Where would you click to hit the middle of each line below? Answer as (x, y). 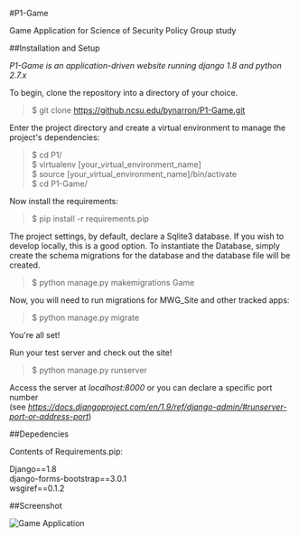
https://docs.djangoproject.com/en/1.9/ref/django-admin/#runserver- (157, 407)
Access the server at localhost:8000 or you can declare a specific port (141, 387)
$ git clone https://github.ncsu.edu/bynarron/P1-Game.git (138, 110)
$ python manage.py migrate (85, 317)
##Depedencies (39, 434)
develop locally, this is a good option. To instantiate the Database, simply (145, 246)
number (24, 397)
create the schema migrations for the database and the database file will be (150, 255)
